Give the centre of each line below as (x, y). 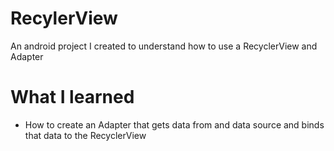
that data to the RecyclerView (85, 135)
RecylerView (64, 18)
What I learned (72, 97)
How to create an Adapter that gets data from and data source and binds (174, 124)
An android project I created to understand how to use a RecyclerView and (164, 46)
